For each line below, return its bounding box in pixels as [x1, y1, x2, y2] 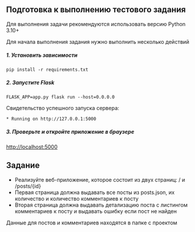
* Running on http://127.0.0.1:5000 [6, 115, 96, 122]
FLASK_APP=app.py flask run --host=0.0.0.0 [6, 94, 115, 100]
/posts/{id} [14, 182, 41, 189]
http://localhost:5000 [6, 143, 58, 150]
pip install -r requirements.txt [6, 66, 89, 73]
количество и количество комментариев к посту [14, 195, 139, 202]
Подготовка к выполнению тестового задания [6, 5, 186, 15]
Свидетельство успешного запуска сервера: [6, 104, 119, 111]
